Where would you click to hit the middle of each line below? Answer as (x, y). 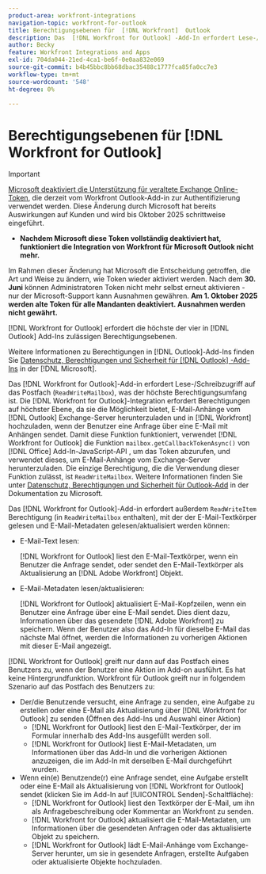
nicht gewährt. (33, 313)
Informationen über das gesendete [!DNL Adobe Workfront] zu (122, 621)
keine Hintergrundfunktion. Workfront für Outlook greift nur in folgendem (127, 678)
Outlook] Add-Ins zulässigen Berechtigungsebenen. (93, 337)
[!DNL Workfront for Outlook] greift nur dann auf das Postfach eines (119, 662)
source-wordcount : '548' (49, 82)
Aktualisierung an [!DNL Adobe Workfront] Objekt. (101, 573)
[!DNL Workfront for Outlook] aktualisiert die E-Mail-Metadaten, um (141, 820)
